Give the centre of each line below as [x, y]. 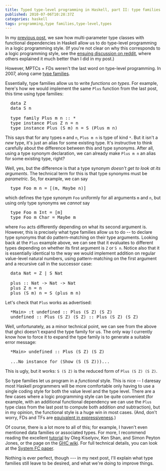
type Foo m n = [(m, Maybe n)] [48, 188]
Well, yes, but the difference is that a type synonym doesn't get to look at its [83, 168]
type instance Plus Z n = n [44, 123]
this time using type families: [34, 94]
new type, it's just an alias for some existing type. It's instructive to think [79, 143]
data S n [21, 108]
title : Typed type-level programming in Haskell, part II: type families [83, 10]
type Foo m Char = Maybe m [43, 217]
